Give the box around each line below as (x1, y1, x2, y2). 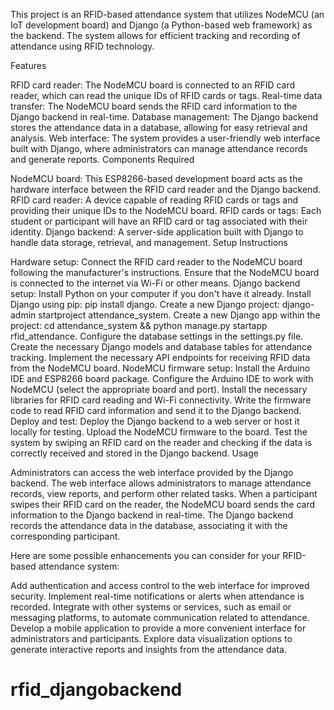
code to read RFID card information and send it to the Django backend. (10, 405, 302, 416)
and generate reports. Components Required (10, 154, 195, 165)
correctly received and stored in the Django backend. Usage (10, 447, 259, 459)
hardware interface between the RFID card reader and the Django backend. (10, 184, 321, 195)
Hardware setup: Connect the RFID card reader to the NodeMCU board (10, 256, 303, 268)
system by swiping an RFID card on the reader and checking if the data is (10, 437, 313, 448)
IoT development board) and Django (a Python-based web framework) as (10, 19, 313, 31)
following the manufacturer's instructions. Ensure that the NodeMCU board (10, 267, 320, 278)
